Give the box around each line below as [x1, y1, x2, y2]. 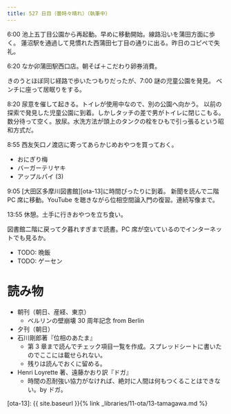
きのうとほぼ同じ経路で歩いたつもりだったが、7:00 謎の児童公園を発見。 [7, 77, 215, 85]
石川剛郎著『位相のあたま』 [17, 333, 97, 342]
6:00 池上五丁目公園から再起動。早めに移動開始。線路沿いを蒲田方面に [7, 30, 210, 38]
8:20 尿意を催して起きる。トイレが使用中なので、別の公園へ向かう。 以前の [7, 99, 222, 108]
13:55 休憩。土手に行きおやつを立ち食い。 [7, 210, 127, 218]
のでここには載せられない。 [27, 351, 107, 359]
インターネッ [185, 225, 222, 233]
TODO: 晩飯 [17, 248, 50, 256]
